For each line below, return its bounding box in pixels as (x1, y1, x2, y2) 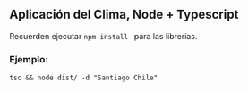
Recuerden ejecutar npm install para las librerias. (9, 30, 198, 41)
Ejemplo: (9, 53, 49, 65)
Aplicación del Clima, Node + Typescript (9, 7, 239, 22)
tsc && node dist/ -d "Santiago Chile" (9, 73, 158, 83)
